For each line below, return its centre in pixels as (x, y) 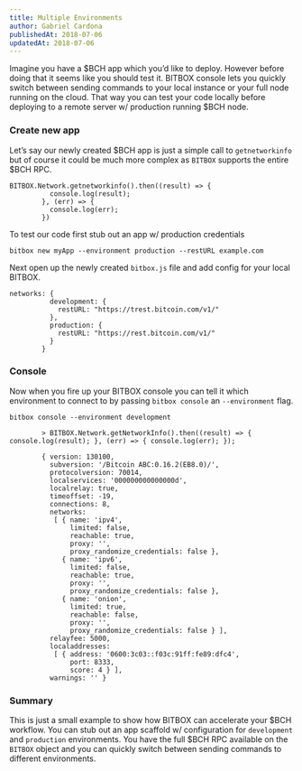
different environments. (53, 758)
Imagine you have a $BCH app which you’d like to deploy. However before (147, 69)
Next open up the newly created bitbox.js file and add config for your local (150, 267)
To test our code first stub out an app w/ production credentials (127, 234)
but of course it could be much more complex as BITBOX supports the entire (149, 160)
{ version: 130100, (78, 457)
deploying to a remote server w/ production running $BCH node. (129, 107)
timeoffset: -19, (82, 496)
